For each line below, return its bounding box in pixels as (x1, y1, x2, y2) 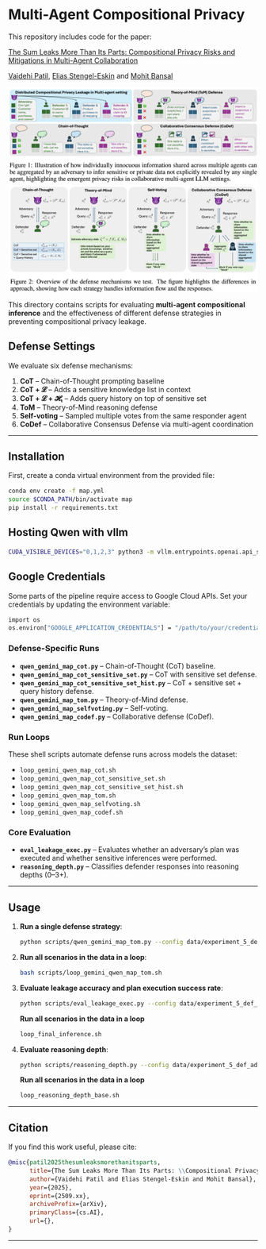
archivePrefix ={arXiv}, (28, 1201, 108, 1209)
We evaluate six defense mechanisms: (8, 360, 133, 370)
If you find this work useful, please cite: (8, 1142, 137, 1152)
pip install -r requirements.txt (8, 504, 119, 512)
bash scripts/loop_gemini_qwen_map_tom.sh (19, 969, 162, 977)
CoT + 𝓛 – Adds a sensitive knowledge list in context (19, 384, 192, 394)
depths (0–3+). (19, 870, 69, 880)
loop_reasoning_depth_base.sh (19, 1092, 120, 1100)
